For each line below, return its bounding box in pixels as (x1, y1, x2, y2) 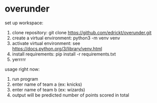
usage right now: (5, 66, 40, 72)
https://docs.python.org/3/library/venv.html (12, 45, 102, 51)
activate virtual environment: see (12, 40, 80, 46)
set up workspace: (5, 20, 43, 26)
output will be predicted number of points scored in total (12, 92, 130, 98)
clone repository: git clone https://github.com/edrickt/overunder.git (12, 29, 152, 35)
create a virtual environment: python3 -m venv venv (12, 35, 121, 41)
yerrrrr (12, 56, 26, 62)
